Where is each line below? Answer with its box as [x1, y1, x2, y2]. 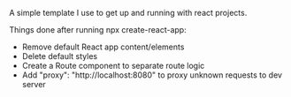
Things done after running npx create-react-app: [9, 25, 188, 34]
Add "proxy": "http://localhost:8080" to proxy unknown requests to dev [21, 70, 283, 80]
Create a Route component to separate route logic [21, 61, 205, 71]
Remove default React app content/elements [21, 41, 185, 52]
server [21, 79, 46, 89]
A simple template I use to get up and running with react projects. [9, 8, 248, 18]
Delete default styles [21, 51, 98, 61]
